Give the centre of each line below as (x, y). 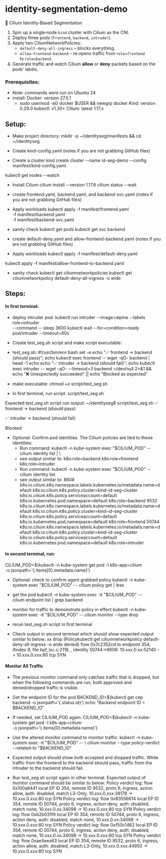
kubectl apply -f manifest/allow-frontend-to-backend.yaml (65, 264)
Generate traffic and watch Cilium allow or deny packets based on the (84, 64)
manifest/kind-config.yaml (39, 166)
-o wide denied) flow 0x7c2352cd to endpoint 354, (99, 644)
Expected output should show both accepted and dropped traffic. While (85, 758)
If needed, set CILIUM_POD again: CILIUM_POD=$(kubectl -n (75, 718)
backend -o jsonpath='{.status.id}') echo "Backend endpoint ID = (79, 703)
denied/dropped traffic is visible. (45, 688)
